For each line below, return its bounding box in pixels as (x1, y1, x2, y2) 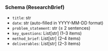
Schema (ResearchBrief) (5, 4, 65, 11)
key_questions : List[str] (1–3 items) (12, 31, 82, 36)
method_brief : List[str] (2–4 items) (12, 35, 81, 41)
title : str (12, 15, 31, 21)
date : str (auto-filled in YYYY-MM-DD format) (12, 20, 104, 26)
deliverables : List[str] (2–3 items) (12, 41, 81, 47)
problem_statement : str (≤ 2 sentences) (12, 25, 90, 31)
